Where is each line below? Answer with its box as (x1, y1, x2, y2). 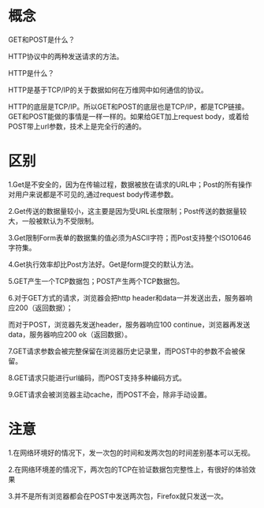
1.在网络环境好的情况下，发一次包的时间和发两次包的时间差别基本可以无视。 (8, 447, 255, 458)
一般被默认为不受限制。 (21, 216, 99, 226)
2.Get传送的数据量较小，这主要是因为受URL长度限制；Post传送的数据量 (8, 206, 240, 215)
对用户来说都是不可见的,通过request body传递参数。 (8, 189, 178, 199)
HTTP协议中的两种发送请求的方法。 (8, 51, 124, 61)
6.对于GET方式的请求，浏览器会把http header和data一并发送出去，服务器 (8, 293, 246, 302)
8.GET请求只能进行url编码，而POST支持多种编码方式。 (8, 372, 187, 383)
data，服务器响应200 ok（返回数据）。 (8, 329, 132, 339)
